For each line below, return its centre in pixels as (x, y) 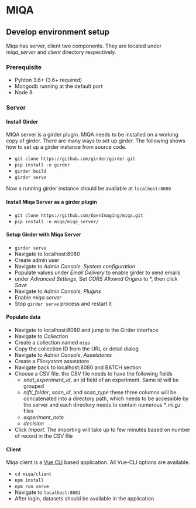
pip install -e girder (42, 165)
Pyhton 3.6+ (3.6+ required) (48, 80)
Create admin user (37, 260)
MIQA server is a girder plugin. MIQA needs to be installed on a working (92, 135)
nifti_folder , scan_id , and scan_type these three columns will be (100, 393)
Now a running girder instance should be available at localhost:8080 (89, 189)
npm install (29, 480)
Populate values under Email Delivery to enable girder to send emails (97, 272)
